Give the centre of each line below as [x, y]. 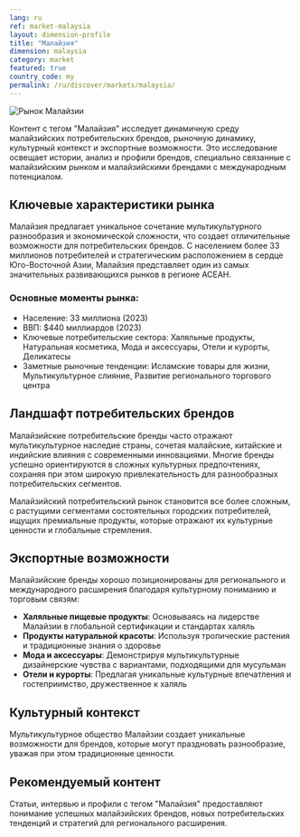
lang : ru [26, 18]
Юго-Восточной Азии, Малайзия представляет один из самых [130, 265]
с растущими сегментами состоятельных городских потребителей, [141, 510]
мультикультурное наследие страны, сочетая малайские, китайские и [146, 445]
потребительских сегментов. [66, 483]
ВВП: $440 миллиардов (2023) [82, 328]
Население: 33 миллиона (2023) [85, 318]
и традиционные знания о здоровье [92, 646]
